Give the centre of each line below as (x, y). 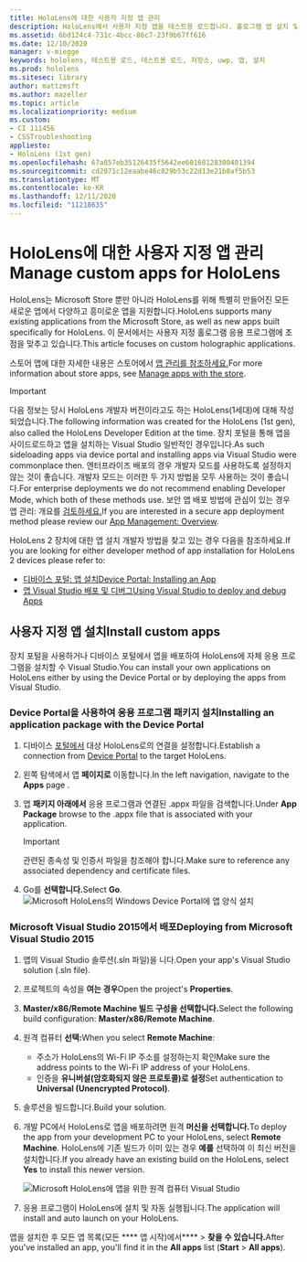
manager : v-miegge (44, 52)
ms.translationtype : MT (55, 179)
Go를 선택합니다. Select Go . (72, 889)
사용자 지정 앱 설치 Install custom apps (115, 632)
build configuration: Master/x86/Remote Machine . (118, 1019)
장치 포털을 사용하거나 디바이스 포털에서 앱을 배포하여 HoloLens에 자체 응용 (144, 656)
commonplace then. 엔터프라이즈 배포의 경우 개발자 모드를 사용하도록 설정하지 (151, 465)
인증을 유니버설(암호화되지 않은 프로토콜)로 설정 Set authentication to (159, 1078)
